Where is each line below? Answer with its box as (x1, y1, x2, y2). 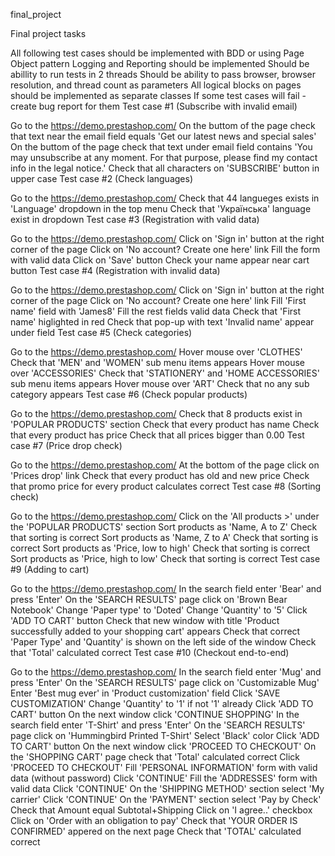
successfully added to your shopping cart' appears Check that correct (10, 625, 301, 637)
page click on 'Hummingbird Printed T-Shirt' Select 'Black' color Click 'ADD (10, 730, 320, 741)
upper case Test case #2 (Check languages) (10, 173, 194, 184)
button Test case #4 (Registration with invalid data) (10, 265, 221, 276)
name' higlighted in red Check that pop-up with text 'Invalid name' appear (10, 316, 315, 328)
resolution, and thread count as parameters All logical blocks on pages (10, 79, 302, 91)
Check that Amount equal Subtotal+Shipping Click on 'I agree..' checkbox (10, 804, 313, 816)
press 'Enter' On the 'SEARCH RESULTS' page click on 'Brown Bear (10, 594, 288, 605)
